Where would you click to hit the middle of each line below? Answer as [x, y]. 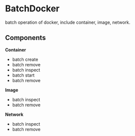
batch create [25, 59]
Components [25, 38]
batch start [23, 75]
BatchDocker [33, 9]
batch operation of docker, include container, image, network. [68, 22]
